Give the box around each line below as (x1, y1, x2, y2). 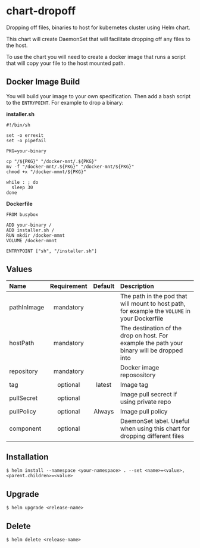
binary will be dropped (120, 346, 183, 355)
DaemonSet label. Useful (120, 417, 189, 425)
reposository (120, 371, 156, 379)
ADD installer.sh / (6, 227, 55, 233)
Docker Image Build (6, 77, 80, 87)
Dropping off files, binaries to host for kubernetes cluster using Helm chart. (6, 24, 190, 31)
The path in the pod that (120, 292, 187, 300)
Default (93, 281, 115, 290)
